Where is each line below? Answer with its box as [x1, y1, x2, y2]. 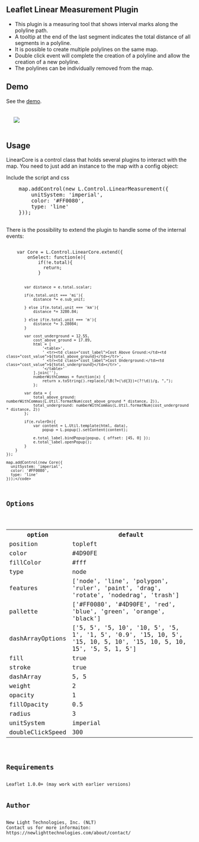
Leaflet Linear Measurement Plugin [6, 5, 139, 15]
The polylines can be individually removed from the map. [14, 65, 154, 72]
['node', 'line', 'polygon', [72, 578, 169, 585]
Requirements [6, 763, 54, 771]
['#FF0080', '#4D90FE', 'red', [72, 601, 176, 608]
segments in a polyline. [14, 39, 72, 46]
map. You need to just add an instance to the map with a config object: [6, 162, 179, 170]
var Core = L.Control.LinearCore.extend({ [17, 249, 123, 256]
